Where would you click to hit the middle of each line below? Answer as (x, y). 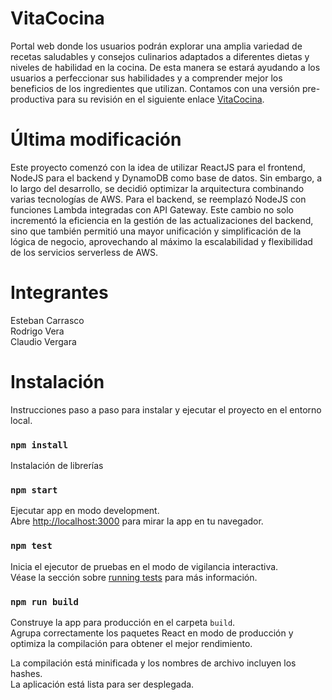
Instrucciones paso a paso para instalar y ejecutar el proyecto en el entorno (166, 409)
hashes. (26, 673)
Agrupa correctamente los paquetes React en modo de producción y (152, 633)
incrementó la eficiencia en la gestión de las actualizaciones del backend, (162, 220)
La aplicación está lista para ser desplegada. (102, 684)
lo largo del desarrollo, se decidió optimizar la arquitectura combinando (157, 188)
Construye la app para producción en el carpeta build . (123, 622)
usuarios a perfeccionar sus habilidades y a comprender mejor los (146, 78)
